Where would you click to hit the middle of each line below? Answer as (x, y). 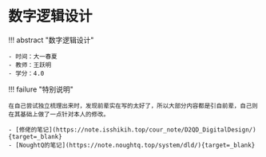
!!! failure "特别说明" (41, 89)
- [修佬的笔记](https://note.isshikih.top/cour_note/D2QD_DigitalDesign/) (133, 130)
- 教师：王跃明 (30, 65)
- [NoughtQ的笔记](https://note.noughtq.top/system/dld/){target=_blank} (132, 145)
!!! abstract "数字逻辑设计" (51, 40)
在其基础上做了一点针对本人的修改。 (59, 114)
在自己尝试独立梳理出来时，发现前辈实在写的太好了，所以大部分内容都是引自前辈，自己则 (133, 106)
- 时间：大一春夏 (33, 57)
